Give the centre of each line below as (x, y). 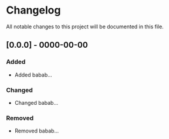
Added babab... (33, 75)
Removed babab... (37, 131)
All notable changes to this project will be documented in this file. (85, 27)
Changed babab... (36, 102)
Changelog (33, 10)
